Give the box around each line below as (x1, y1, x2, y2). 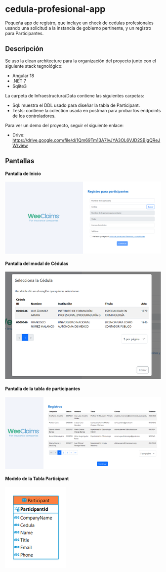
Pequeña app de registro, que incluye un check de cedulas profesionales (5, 20, 154, 26)
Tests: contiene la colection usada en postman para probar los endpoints (12, 107, 161, 113)
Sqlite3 (12, 83, 27, 89)
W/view (12, 142, 28, 148)
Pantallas (5, 157, 35, 165)
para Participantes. (5, 30, 44, 36)
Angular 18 (12, 73, 35, 79)
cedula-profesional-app (5, 3, 106, 15)
